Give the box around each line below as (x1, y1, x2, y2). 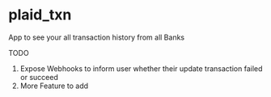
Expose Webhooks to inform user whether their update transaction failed (19, 63, 263, 74)
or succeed (19, 72, 58, 82)
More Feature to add (19, 81, 89, 91)
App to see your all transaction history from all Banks (8, 32, 184, 42)
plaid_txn (8, 6, 72, 24)
